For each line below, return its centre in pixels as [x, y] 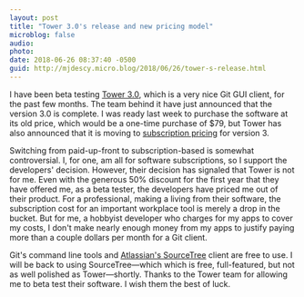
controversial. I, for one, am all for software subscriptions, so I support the [148, 160]
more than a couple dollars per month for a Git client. [108, 237]
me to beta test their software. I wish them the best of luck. [120, 283]
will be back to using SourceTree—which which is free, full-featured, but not [152, 264]
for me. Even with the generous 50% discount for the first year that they [144, 179]
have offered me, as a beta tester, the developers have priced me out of [144, 189]
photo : [22, 52]
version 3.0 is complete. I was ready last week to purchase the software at [149, 114]
